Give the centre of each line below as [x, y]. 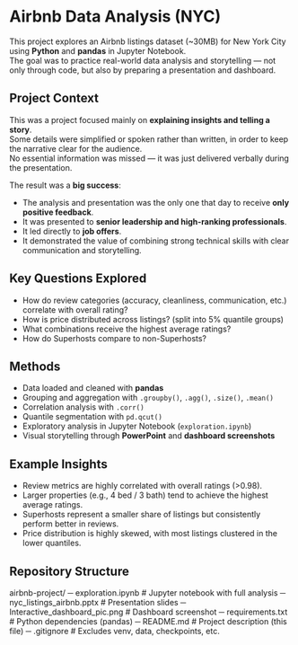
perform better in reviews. [70, 524]
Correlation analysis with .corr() [83, 407]
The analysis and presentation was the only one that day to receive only [156, 202]
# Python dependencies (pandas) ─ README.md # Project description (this [148, 621]
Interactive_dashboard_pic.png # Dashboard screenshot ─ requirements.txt [149, 612]
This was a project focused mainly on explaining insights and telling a [140, 119]
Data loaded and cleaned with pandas [93, 388]
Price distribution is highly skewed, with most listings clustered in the [150, 534]
